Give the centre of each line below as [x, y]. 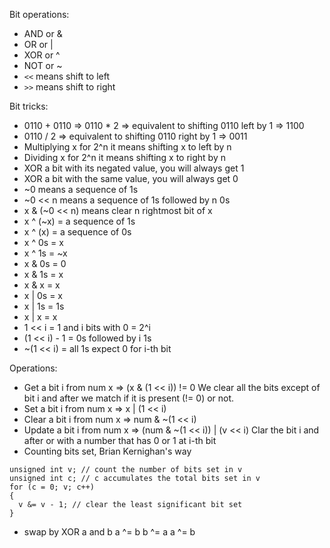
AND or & [43, 33]
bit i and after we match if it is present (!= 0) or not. [129, 398]
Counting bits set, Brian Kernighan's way [107, 451]
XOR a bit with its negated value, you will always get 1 [134, 168]
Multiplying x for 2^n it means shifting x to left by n [127, 147]
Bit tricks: [29, 106]
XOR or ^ [42, 55]
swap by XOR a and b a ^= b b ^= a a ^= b [109, 532]
